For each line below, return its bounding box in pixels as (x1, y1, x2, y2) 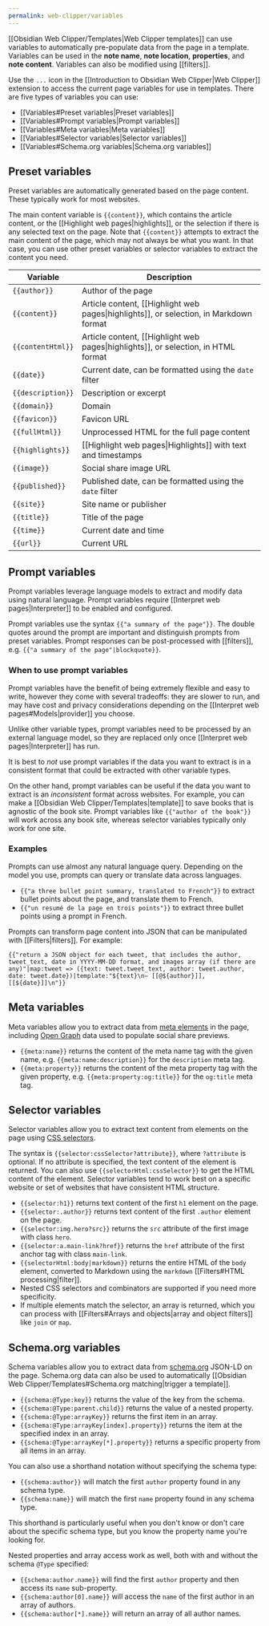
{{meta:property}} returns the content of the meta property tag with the (19, 1063, 258, 1073)
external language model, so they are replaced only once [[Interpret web (8, 732, 248, 742)
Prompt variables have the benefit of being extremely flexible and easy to (8, 683, 251, 692)
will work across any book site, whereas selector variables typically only (8, 815, 247, 825)
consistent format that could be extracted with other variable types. (8, 765, 231, 775)
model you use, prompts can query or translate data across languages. (8, 870, 242, 879)
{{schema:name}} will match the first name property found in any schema (19, 1494, 255, 1504)
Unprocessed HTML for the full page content (81, 427, 251, 438)
